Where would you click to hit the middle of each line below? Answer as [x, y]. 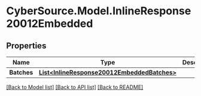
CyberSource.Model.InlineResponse [99, 11]
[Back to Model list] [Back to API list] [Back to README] [75, 87]
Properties [26, 46]
